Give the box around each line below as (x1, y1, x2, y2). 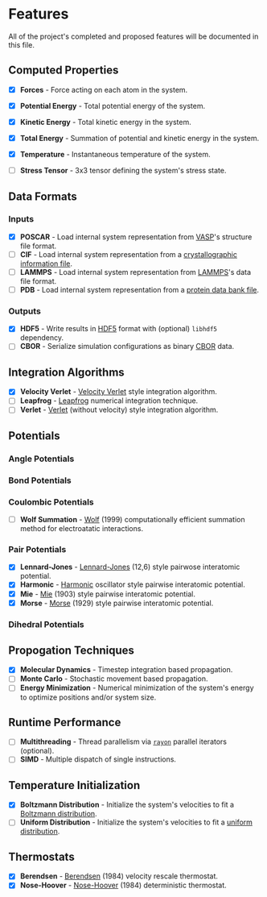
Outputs (8, 305, 42, 317)
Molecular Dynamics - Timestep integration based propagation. (19, 665, 233, 675)
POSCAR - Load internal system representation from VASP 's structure (19, 231, 253, 242)
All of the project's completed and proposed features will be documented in (8, 31, 259, 41)
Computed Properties (8, 64, 119, 77)
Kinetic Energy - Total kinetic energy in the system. (19, 117, 191, 127)
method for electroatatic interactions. (19, 524, 143, 534)
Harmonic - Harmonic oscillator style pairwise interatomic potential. (19, 579, 245, 589)
